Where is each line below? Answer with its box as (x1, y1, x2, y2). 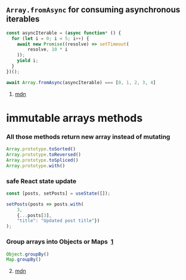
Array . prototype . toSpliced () (6, 157, 79, 163)
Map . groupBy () (6, 257, 42, 263)
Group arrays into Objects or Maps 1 (6, 238, 114, 246)
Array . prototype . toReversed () (6, 152, 82, 158)
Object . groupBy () (6, 251, 49, 257)
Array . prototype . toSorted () (6, 146, 76, 152)
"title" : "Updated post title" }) (17, 218, 100, 224)
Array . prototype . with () (6, 162, 66, 169)
